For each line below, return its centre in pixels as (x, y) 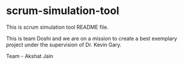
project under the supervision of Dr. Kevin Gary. (64, 45)
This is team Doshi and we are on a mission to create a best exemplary (92, 38)
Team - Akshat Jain (30, 56)
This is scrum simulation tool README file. (57, 27)
